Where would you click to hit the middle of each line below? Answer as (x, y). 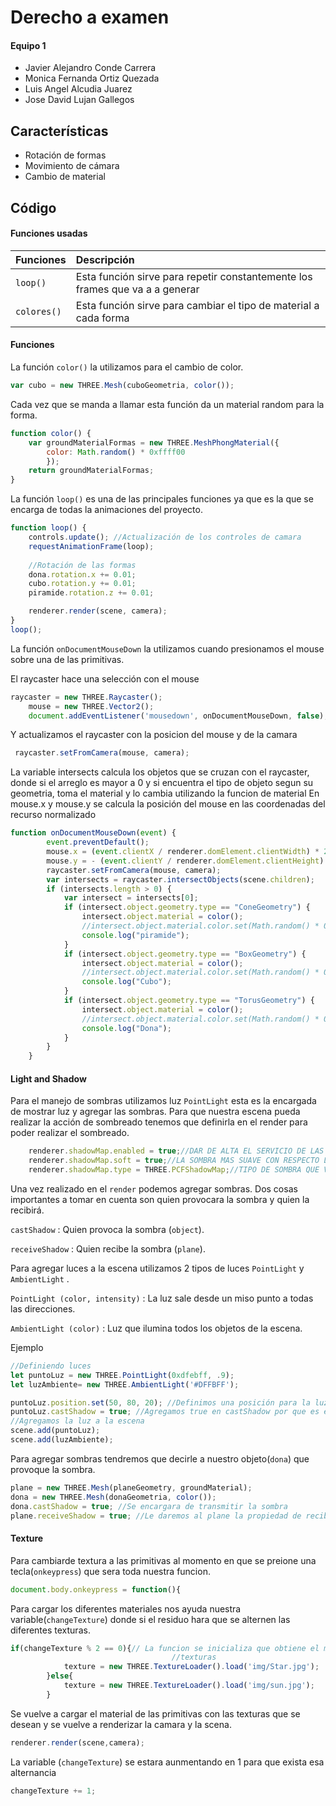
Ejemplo (27, 1347)
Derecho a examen (90, 17)
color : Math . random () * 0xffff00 (116, 452)
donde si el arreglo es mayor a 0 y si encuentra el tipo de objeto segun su (162, 783)
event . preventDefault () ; (98, 842)
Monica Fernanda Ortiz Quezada (92, 78)
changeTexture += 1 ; (53, 1791)
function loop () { (48, 528)
